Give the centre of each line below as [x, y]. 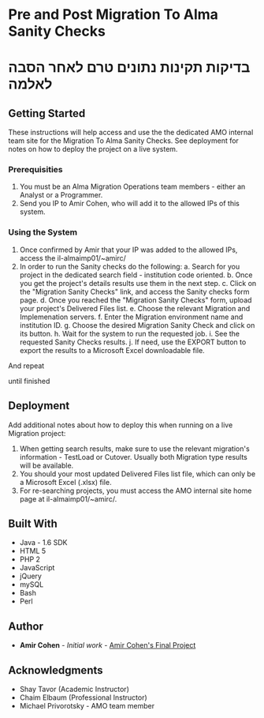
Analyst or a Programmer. [61, 195]
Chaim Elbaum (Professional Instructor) [83, 697]
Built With [33, 523]
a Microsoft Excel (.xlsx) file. [65, 482]
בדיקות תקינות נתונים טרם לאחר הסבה [129, 68]
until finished [29, 381]
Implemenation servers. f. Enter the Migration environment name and [131, 317]
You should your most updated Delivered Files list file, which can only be [138, 474]
